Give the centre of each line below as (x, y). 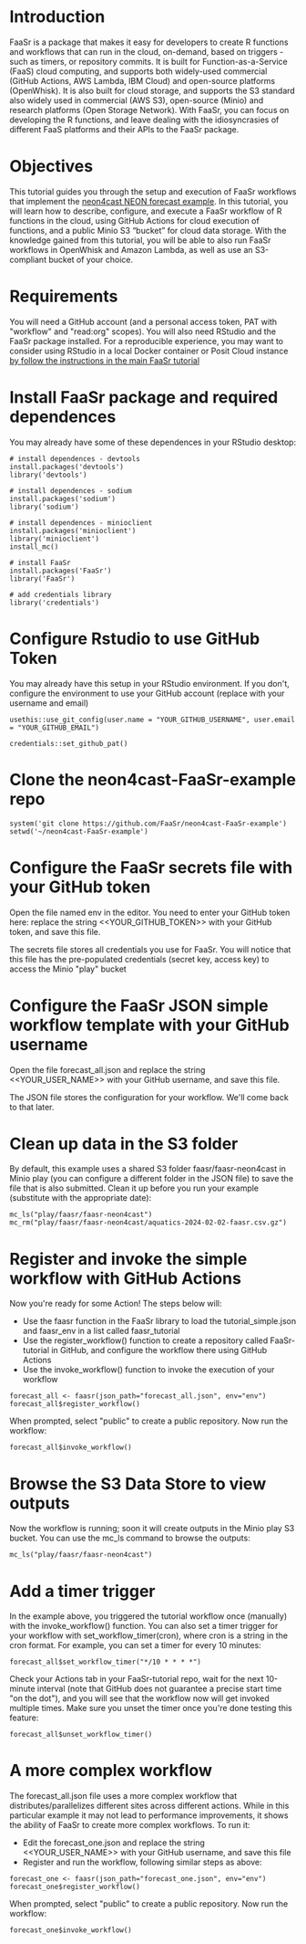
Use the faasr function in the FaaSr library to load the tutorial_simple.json (159, 1321)
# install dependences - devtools (75, 458)
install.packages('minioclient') (73, 531)
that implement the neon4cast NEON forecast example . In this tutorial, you (149, 201)
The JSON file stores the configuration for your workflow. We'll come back (149, 1097)
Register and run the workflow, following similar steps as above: (142, 1862)
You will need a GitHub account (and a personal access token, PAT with (143, 321)
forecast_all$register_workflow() (75, 1404)
